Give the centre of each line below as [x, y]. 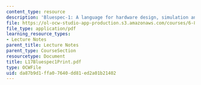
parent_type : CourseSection [41, 51]
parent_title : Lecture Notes [42, 45]
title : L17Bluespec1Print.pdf [44, 62]
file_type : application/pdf [41, 28]
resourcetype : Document [36, 56]
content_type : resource [36, 12]
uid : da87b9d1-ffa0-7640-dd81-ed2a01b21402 [61, 73]
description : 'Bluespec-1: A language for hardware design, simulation [97, 17]
